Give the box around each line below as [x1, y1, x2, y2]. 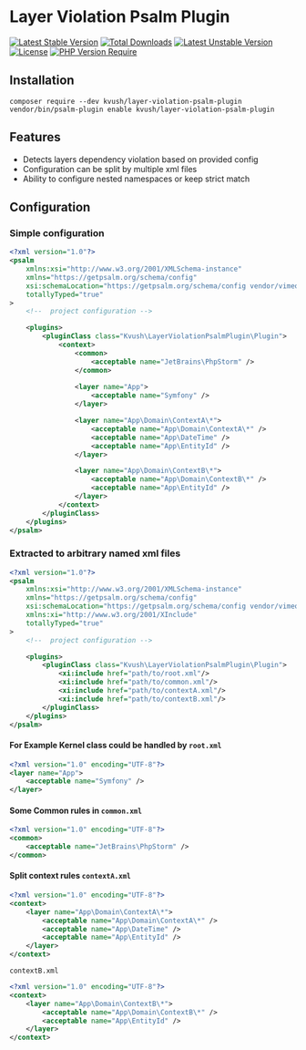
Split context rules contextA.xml [9, 870, 131, 881]
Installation [9, 73, 75, 88]
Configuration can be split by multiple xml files [22, 163, 198, 174]
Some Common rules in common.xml [9, 805, 143, 816]
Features [9, 129, 61, 145]
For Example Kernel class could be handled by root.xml [9, 740, 222, 751]
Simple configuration [9, 226, 105, 239]
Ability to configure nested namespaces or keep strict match [22, 173, 250, 184]
